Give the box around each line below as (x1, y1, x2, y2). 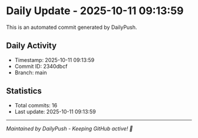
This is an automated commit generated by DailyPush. (6, 24, 137, 31)
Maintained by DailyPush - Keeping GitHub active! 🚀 (6, 125, 133, 132)
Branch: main (14, 69, 47, 76)
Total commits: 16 (14, 101, 58, 109)
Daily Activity (6, 41, 57, 51)
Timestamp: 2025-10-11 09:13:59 (14, 56, 95, 63)
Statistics (6, 86, 42, 96)
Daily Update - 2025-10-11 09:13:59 (6, 4, 184, 18)
